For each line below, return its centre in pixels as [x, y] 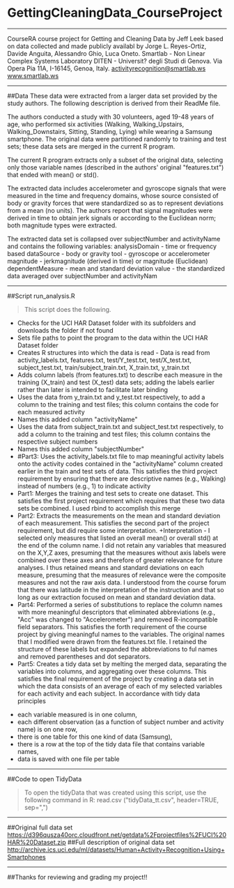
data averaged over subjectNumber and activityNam [83, 276]
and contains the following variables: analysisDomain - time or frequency [112, 246]
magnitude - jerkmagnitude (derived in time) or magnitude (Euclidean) [108, 261]
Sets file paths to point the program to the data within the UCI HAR [112, 338]
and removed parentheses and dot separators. [84, 656]
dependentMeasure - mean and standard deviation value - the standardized [116, 268]
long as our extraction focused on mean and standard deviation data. [116, 597]
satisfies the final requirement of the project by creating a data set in [116, 679]
